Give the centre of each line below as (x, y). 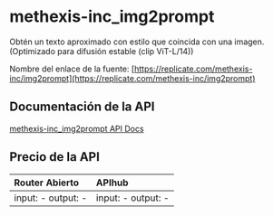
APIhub (112, 183)
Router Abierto (47, 183)
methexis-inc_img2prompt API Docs (77, 128)
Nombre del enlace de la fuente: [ (72, 69)
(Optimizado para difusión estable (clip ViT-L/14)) (102, 51)
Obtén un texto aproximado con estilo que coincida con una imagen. (137, 42)
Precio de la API (54, 157)
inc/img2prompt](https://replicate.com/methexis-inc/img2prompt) (132, 78)
